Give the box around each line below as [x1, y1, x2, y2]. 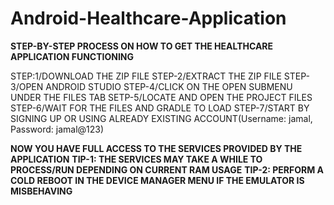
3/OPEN [10, 80, 44, 92]
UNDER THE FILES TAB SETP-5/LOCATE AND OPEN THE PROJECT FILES [10, 91, 313, 103]
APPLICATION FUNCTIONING [10, 50, 135, 62]
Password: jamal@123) [10, 123, 105, 135]
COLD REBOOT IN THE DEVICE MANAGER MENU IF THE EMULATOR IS [10, 174, 305, 186]
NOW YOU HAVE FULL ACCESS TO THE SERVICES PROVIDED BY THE [10, 142, 303, 154]
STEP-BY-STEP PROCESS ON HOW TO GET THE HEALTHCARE [10, 40, 274, 52]
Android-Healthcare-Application [10, 7, 287, 30]
